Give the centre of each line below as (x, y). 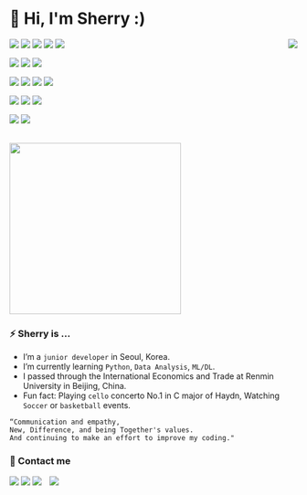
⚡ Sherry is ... (40, 333)
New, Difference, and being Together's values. (102, 430)
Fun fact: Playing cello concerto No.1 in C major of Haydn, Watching (151, 395)
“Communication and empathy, (65, 422)
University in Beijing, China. (74, 386)
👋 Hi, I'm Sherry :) (78, 19)
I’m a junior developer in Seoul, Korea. (96, 357)
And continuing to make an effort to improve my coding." (122, 438)
